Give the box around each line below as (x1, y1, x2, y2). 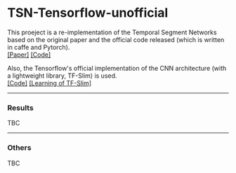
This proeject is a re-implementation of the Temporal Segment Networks (7, 28, 217, 36)
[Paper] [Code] (7, 50, 51, 59)
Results (7, 103, 34, 113)
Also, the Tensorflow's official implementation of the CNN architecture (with (7, 64, 227, 72)
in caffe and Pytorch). (7, 43, 70, 51)
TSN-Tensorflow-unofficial (7, 5, 169, 21)
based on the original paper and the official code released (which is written (7, 35, 225, 43)
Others (7, 143, 32, 153)
